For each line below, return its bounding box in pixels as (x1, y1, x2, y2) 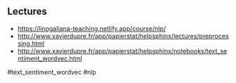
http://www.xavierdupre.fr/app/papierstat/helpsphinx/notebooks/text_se (17, 46, 228, 55)
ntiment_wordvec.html (17, 54, 82, 63)
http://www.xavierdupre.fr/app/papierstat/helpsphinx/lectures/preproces (17, 32, 229, 40)
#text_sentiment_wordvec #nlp (7, 68, 97, 76)
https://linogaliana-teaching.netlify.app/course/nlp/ (17, 24, 166, 32)
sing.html (17, 39, 44, 48)
